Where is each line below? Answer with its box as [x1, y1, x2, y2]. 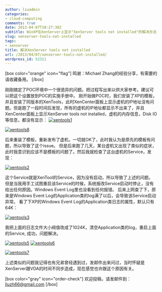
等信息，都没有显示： [5, 117, 47, 123]
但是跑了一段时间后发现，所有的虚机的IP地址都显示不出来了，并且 [13, 105, 145, 111]
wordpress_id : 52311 [5, 57, 47, 61]
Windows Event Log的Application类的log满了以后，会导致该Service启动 [13, 193, 156, 199]
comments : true [5, 20, 36, 26]
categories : [5, 12, 29, 16]
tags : [5, 39, 16, 44]
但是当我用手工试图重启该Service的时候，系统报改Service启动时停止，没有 [5, 181, 154, 186]
